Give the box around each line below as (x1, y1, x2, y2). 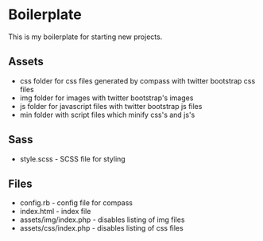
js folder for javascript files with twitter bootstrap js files (19, 101, 203, 111)
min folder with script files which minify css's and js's (19, 110, 195, 119)
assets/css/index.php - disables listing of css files (19, 224, 184, 233)
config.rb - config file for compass (19, 198, 133, 208)
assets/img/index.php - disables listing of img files (19, 215, 185, 224)
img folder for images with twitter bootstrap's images (19, 93, 194, 103)
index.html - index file (19, 207, 91, 216)
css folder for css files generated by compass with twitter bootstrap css (19, 76, 256, 85)
